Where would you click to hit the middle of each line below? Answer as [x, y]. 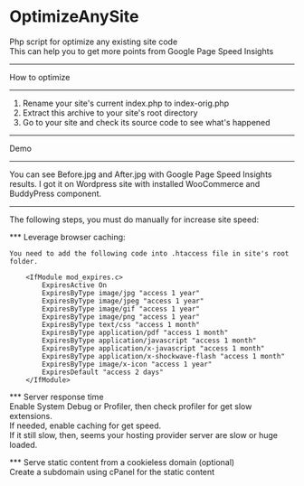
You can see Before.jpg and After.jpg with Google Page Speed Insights [141, 174]
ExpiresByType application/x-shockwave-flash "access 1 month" [163, 356]
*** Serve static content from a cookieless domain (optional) [122, 462]
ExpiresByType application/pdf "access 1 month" [135, 332]
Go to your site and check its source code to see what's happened [146, 122]
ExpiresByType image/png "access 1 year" [121, 317]
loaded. [24, 444]
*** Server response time [57, 397]
